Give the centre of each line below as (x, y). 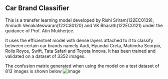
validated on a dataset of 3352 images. (45, 56)
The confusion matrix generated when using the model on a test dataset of (82, 66)
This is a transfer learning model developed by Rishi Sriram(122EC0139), (79, 20)
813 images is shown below (33, 71)
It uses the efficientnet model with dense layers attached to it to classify (79, 40)
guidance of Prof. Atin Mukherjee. (40, 31)
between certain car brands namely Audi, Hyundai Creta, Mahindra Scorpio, (83, 45)
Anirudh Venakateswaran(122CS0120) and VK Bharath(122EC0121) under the (84, 25)
